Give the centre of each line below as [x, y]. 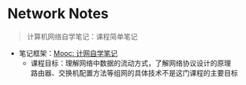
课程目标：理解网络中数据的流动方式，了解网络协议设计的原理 [131, 63]
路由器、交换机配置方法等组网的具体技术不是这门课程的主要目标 [134, 72]
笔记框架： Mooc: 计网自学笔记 [68, 53]
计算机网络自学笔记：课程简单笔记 [82, 36]
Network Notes [58, 14]
